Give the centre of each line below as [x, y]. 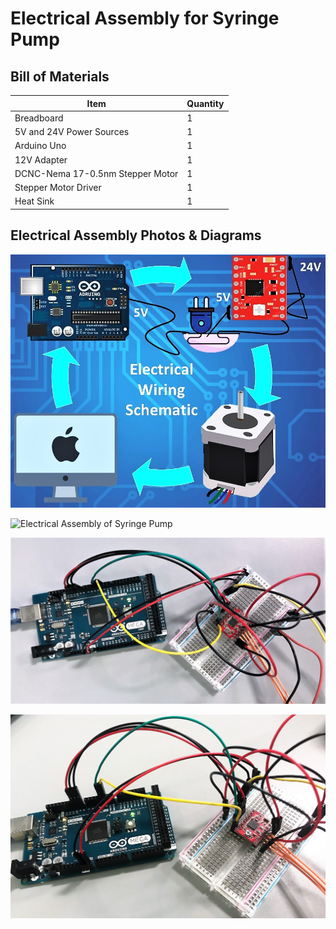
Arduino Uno [40, 146]
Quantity [205, 103]
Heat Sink [34, 201]
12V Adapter [41, 159]
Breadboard [39, 118]
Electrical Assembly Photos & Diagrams [136, 235]
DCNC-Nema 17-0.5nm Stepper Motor [96, 173]
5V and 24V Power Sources [72, 131]
